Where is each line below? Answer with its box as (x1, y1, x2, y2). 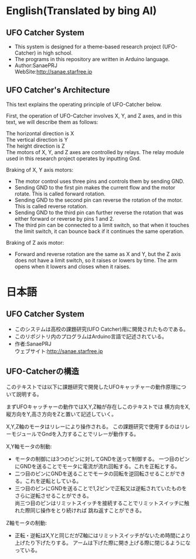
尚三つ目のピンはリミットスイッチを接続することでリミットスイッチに (14, 499, 185, 507)
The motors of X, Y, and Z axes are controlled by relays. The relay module (6, 148, 184, 155)
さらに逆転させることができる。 (14, 492, 92, 499)
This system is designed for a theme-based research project (14, 43, 161, 50)
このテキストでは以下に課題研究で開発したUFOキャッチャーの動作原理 (6, 383, 176, 390)
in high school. (37, 49, 73, 56)
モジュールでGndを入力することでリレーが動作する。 (11, 430, 139, 437)
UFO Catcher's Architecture (6, 85, 110, 95)
